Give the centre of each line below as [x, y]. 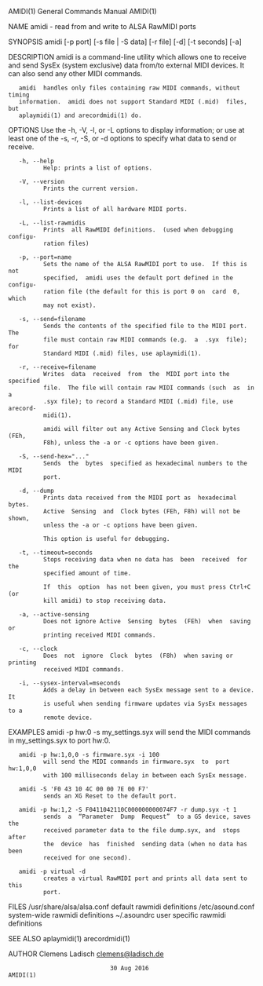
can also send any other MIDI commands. [75, 73]
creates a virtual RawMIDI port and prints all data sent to [145, 878]
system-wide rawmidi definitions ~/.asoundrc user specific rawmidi [117, 915]
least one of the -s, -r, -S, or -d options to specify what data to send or [122, 138]
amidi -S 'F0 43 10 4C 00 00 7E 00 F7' [84, 789]
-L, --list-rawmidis [52, 223]
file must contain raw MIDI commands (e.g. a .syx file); [145, 340]
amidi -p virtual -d [52, 871]
